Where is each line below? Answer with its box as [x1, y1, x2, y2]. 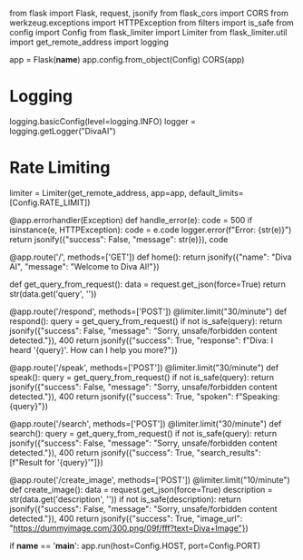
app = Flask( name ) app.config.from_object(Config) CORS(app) [9, 54, 245, 64]
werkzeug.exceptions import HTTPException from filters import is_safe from [9, 17, 295, 28]
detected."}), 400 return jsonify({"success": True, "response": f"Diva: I [9, 335, 274, 346]
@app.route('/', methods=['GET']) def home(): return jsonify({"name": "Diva [9, 251, 292, 262]
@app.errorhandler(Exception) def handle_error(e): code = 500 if [9, 214, 253, 225]
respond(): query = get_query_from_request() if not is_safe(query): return [9, 315, 283, 326]
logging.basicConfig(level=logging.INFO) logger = [9, 115, 197, 126]
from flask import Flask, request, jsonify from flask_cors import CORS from [9, 8, 288, 18]
